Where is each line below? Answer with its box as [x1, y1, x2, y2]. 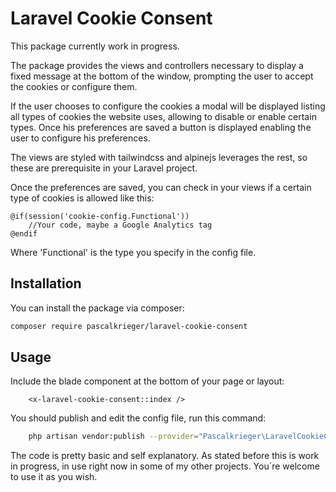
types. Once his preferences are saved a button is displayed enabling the [10, 121, 312, 133]
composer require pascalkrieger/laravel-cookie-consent [10, 321, 248, 331]
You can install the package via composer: [10, 302, 185, 314]
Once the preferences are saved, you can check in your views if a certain [10, 181, 312, 193]
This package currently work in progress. [10, 40, 180, 52]
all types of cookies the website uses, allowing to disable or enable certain [10, 110, 317, 122]
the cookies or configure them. [10, 80, 138, 92]
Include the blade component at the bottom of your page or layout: [10, 375, 285, 387]
